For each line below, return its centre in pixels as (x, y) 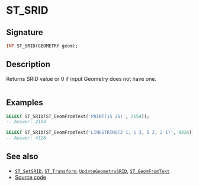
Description (28, 64)
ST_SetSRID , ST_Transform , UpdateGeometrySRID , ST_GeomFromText (92, 171)
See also (22, 157)
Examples (25, 103)
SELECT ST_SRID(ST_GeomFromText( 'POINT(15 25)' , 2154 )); (78, 116)
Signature (25, 32)
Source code (30, 177)
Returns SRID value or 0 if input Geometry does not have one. (81, 78)
